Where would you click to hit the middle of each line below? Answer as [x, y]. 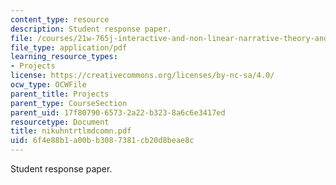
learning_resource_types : [64, 57]
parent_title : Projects [60, 94]
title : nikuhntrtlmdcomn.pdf [71, 131]
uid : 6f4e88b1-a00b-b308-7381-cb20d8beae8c [102, 141]
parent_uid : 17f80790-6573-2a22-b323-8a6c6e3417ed [118, 112]
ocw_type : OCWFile [48, 85]
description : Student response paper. [91, 29]
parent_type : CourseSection [69, 103]
